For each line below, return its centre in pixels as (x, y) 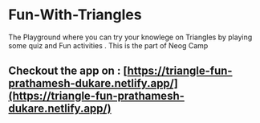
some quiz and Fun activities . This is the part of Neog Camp (108, 45)
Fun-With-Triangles (75, 15)
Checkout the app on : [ (68, 71)
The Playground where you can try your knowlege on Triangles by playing (130, 37)
